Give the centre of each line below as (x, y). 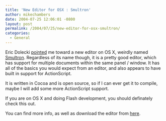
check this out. (21, 103)
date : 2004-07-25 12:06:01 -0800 (40, 19)
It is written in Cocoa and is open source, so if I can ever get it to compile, (81, 83)
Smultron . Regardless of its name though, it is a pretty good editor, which (81, 57)
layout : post (19, 24)
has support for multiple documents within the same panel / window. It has (82, 63)
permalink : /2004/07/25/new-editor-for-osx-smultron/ (63, 29)
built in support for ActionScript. (38, 73)
